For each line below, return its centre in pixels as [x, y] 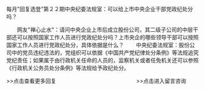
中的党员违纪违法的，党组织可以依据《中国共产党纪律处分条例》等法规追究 [105, 53]
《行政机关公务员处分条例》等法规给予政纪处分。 [68, 68]
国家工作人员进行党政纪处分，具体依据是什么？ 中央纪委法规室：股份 [98, 45]
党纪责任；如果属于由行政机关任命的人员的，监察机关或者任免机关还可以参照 [103, 60]
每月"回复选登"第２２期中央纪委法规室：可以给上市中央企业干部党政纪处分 [100, 9]
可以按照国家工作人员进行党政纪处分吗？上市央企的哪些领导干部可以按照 [108, 37]
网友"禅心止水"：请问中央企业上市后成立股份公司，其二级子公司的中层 [105, 30]
